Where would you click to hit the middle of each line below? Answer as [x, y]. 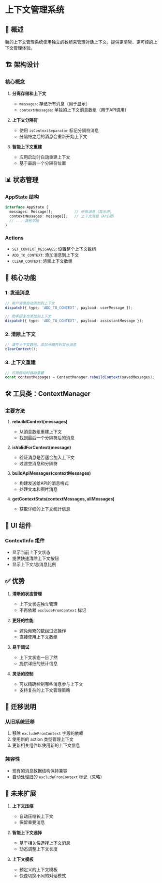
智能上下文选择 [27, 833]
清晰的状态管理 [27, 594]
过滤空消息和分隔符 [38, 464]
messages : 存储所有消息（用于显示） [55, 104]
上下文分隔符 [25, 120]
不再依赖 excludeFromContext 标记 [53, 610]
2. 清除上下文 [20, 334]
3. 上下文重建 [20, 363]
